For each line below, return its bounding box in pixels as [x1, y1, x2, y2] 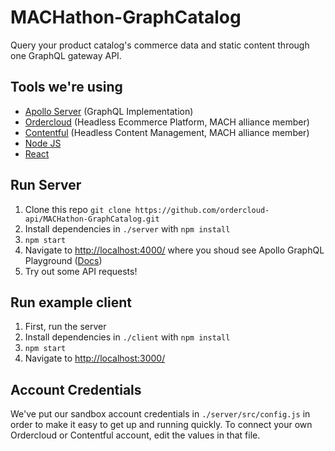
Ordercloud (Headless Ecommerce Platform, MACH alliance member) [24, 116, 310, 128]
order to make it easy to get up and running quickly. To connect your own [10, 419, 313, 431]
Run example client [10, 294, 132, 311]
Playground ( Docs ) [24, 254, 103, 266]
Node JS [24, 137, 62, 149]
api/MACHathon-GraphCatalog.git [24, 214, 160, 224]
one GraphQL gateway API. [10, 49, 122, 61]
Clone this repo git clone [24, 203, 132, 215]
